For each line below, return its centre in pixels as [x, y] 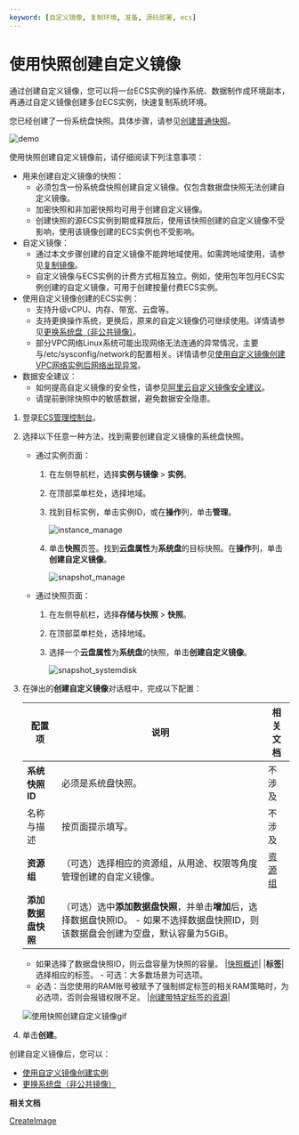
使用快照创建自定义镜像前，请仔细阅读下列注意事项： [107, 157]
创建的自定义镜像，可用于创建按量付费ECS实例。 [133, 287]
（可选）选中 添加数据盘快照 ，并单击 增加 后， [155, 906]
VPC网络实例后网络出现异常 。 [90, 365]
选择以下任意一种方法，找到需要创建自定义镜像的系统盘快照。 [135, 436]
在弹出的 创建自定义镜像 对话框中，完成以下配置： [112, 688]
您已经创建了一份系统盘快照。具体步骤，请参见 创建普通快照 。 [122, 120]
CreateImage [33, 1120]
